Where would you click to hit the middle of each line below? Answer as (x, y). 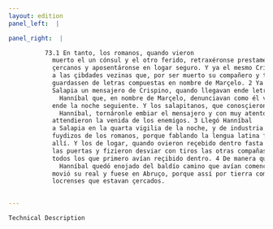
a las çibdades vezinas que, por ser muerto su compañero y (156, 76)
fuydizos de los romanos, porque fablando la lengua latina (156, 136)
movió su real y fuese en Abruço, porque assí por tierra (152, 174)
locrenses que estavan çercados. (108, 181)
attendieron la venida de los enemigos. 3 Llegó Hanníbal (152, 121)
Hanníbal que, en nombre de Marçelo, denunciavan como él (160, 98)
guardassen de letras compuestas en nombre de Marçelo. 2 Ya (158, 83)
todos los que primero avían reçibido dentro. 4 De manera (154, 158)
